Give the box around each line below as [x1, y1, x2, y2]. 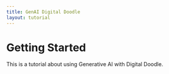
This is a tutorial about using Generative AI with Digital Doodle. [6, 61, 164, 68]
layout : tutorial [6, 15, 51, 21]
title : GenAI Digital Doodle [6, 8, 81, 15]
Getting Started [6, 41, 87, 55]
